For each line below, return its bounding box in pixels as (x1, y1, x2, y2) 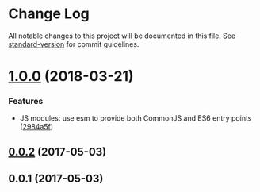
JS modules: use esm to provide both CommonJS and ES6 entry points (19, 113, 252, 123)
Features (8, 96, 44, 107)
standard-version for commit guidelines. (8, 39, 140, 48)
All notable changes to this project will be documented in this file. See (8, 31, 236, 40)
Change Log (8, 5, 90, 23)
